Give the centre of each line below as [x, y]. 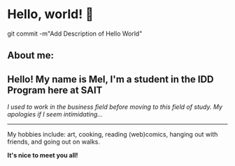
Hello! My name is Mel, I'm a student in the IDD [111, 79]
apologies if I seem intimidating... [55, 114]
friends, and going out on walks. [54, 142]
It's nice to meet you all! [43, 156]
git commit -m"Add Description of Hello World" [75, 33]
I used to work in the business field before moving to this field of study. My [115, 107]
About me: [31, 55]
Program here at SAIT [55, 90]
